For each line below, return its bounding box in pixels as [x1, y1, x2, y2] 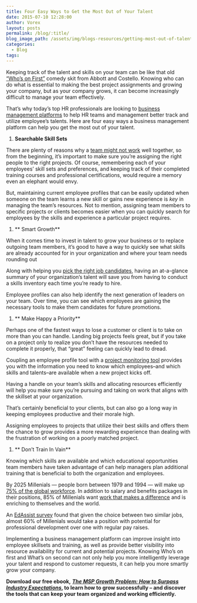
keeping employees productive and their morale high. [6, 410, 135, 418]
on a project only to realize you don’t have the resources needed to [6, 339, 168, 346]
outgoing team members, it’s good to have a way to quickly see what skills [6, 243, 186, 250]
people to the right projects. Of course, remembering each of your [6, 159, 166, 166]
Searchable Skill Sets [14, 135, 67, 142]
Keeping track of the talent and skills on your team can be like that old [6, 68, 175, 75]
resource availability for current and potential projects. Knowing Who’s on [6, 548, 184, 555]
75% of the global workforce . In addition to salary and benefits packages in [6, 487, 188, 494]
